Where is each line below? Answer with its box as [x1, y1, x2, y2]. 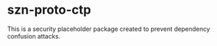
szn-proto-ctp [7, 2, 92, 18]
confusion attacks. [7, 32, 61, 40]
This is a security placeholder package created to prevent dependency [7, 25, 211, 33]
